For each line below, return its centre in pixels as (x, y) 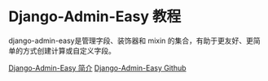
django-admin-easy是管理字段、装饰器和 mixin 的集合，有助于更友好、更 (131, 40)
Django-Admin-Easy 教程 (95, 17)
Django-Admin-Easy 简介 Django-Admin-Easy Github (97, 68)
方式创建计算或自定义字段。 (69, 50)
